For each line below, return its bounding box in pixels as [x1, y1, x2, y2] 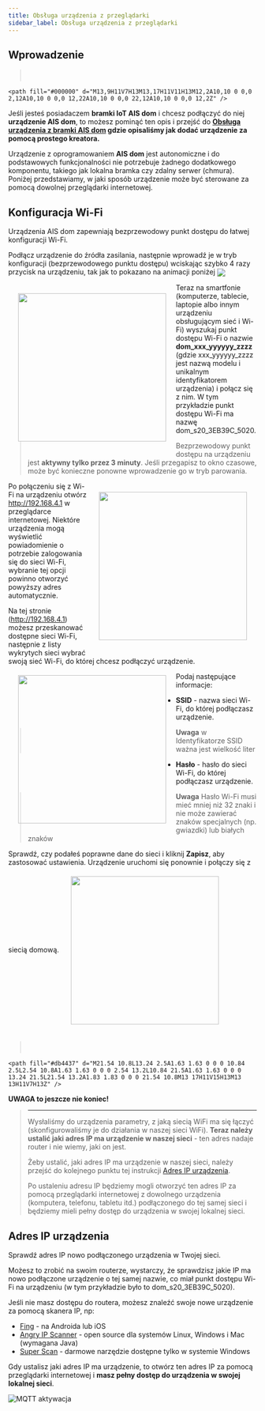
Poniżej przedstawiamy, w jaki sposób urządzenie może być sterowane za [8, 175, 249, 184]
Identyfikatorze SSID [176, 736, 243, 745]
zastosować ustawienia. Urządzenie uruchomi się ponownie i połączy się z [8, 858, 251, 867]
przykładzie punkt [176, 401, 234, 410]
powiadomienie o [8, 541, 65, 550]
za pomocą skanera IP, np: [8, 1306, 95, 1316]
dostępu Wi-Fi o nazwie [176, 334, 254, 343]
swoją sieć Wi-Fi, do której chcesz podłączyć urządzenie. [8, 657, 196, 666]
